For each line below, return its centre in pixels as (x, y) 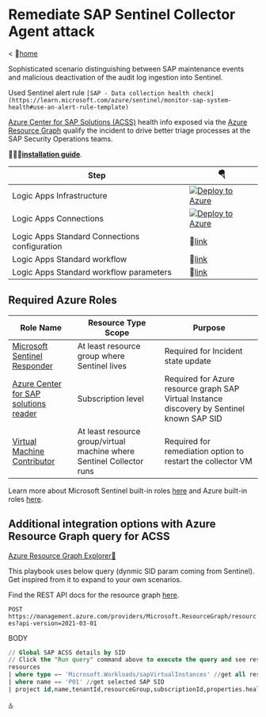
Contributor (34, 461)
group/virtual (101, 441)
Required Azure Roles (63, 301)
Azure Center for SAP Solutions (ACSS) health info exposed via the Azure (128, 121)
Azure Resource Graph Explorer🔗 (62, 555)
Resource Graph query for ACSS (89, 536)
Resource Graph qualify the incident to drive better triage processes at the (129, 130)
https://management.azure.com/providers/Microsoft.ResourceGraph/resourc (133, 616)
